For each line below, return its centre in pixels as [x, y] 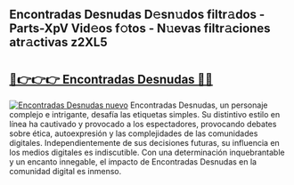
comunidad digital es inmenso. [65, 171]
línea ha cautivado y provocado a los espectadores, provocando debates [143, 124]
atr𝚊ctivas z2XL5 [58, 42]
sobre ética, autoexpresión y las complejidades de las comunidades [134, 133]
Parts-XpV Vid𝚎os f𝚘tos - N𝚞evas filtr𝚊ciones [140, 29]
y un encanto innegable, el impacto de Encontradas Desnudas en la [133, 162]
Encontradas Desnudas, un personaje [199, 105]
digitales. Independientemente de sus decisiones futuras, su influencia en [145, 143]
